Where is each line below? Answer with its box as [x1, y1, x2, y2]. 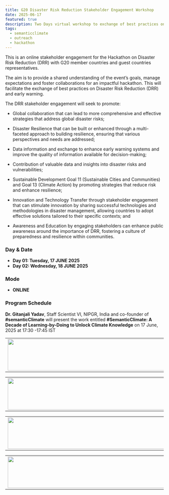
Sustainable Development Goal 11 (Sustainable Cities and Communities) [12, 176, 160, 182]
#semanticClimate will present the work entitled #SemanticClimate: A [5, 316, 152, 322]
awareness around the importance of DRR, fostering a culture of [12, 228, 146, 234]
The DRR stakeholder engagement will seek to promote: [5, 101, 121, 107]
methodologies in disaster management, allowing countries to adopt [12, 208, 153, 214]
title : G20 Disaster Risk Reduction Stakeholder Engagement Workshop [5, 7, 154, 13]
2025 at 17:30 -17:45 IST [5, 327, 56, 333]
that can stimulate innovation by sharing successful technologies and [12, 202, 156, 208]
